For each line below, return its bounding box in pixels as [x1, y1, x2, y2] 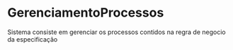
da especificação [7, 35, 58, 43]
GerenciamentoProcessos [7, 5, 164, 21]
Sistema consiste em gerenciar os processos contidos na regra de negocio [7, 28, 226, 36]
